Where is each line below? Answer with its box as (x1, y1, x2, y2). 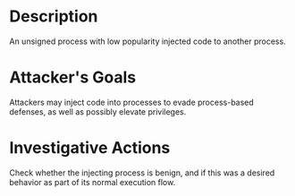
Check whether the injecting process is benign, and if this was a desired (9, 167, 275, 178)
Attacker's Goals (9, 67, 137, 88)
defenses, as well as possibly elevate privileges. (9, 106, 187, 117)
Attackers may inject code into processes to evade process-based (9, 97, 255, 107)
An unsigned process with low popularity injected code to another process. (9, 36, 286, 47)
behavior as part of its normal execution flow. (9, 176, 176, 187)
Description (9, 6, 98, 27)
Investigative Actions (9, 138, 171, 158)
